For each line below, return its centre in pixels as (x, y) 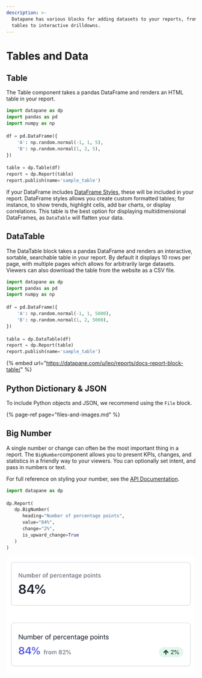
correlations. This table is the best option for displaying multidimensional (96, 211)
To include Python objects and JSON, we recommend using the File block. (99, 403)
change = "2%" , (38, 529)
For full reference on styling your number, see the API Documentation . (93, 479)
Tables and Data (47, 56)
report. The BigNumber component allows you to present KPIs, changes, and (99, 454)
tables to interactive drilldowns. (56, 25)
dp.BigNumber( (32, 510)
